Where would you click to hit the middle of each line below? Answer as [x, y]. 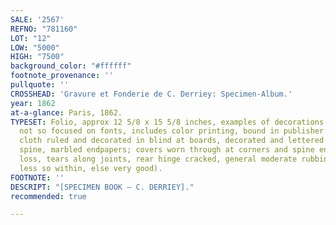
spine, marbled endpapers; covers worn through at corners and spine [167, 150]
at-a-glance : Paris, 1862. [66, 112]
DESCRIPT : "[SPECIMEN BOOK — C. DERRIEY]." [102, 187]
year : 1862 [33, 103]
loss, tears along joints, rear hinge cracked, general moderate [158, 159]
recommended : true [48, 196]
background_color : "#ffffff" [71, 66]
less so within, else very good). [91, 168]
